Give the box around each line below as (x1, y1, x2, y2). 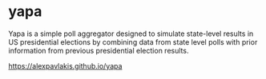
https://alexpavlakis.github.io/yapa (8, 61, 123, 70)
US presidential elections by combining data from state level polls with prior (8, 37, 258, 46)
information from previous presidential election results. (8, 45, 189, 55)
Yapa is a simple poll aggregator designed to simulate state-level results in (8, 29, 254, 38)
